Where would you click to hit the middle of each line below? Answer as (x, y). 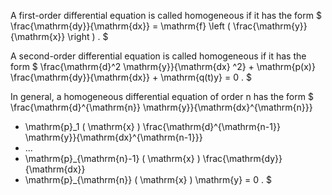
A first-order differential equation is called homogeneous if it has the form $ (166, 15)
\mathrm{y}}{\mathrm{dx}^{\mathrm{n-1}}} (113, 137)
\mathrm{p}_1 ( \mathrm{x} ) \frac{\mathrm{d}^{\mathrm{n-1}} (152, 126)
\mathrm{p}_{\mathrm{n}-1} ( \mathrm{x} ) (112, 158)
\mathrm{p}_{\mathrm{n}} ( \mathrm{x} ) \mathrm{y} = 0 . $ (148, 179)
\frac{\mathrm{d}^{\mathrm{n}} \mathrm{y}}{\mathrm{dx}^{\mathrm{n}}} (161, 107)
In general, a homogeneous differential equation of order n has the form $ (162, 96)
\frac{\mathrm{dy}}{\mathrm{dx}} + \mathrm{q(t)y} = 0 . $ (131, 77)
